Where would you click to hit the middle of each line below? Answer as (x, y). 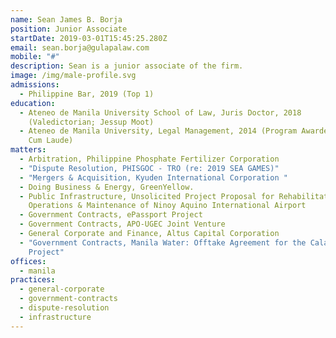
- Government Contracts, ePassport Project (111, 215)
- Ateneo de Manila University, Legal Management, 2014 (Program (158, 131)
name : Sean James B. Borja (66, 19)
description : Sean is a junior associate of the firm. (127, 66)
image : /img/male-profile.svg (73, 76)
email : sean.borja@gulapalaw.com (80, 47)
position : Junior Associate (69, 29)
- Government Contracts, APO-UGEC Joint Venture (122, 224)
